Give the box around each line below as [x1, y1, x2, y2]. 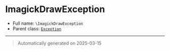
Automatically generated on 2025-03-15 [17, 40, 102, 46]
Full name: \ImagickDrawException [12, 20, 83, 26]
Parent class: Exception [12, 25, 62, 31]
